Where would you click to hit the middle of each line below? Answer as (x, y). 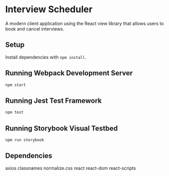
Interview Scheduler (49, 9)
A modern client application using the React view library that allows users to (84, 23)
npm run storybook (25, 140)
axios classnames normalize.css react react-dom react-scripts (71, 168)
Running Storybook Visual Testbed (62, 128)
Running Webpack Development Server (69, 73)
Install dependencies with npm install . (46, 57)
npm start (16, 85)
